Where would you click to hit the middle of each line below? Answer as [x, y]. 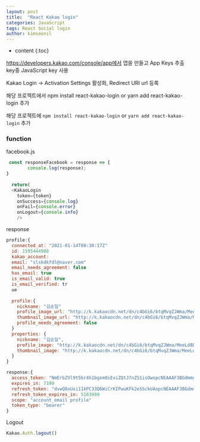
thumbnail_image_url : [43, 318]
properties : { [29, 334]
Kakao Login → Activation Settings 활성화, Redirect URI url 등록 [82, 83]
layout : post [22, 12]
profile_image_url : [41, 312]
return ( [21, 185]
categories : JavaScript [36, 23]
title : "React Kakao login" [42, 17]
